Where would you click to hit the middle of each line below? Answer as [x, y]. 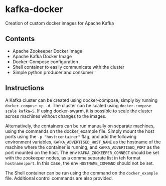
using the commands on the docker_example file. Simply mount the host [80, 131]
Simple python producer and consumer [53, 72]
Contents [20, 39]
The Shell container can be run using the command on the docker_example [81, 173]
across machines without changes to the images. [56, 116]
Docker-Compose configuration [45, 62]
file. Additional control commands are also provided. [59, 178]
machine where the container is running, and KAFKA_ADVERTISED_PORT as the [82, 147]
